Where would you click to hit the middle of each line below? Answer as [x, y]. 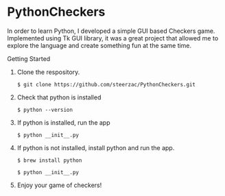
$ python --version [45, 110]
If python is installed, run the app [63, 122]
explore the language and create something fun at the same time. [99, 45]
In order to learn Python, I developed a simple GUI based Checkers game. [111, 31]
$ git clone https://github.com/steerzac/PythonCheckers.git [106, 84]
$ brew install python [49, 160]
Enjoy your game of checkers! [59, 185]
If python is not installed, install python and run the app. [96, 147]
